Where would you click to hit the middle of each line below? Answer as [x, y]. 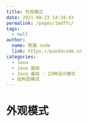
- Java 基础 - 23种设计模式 [44, 74]
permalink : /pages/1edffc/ [40, 23]
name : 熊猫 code [31, 46]
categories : [21, 57]
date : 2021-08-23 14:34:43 [40, 18]
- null [20, 34]
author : [16, 40]
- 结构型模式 [26, 79]
